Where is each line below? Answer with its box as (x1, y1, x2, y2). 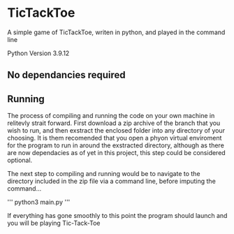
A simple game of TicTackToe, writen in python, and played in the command (7, 28, 226, 36)
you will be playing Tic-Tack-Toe (7, 219, 101, 228)
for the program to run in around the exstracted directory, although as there (7, 141, 225, 149)
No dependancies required (7, 69, 126, 81)
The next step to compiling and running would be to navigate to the (7, 170, 200, 178)
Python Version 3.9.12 (7, 49, 70, 57)
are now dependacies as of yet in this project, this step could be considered (7, 149, 226, 157)
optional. (7, 156, 33, 165)
